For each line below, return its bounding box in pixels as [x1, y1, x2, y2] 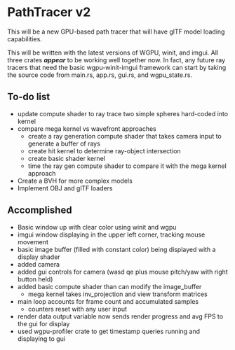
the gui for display [17, 319, 70, 328]
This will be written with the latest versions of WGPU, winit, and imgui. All [7, 48, 219, 57]
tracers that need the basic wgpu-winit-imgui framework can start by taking [7, 63, 227, 71]
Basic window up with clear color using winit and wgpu [17, 223, 177, 231]
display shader [17, 253, 61, 261]
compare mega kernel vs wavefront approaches [17, 124, 156, 133]
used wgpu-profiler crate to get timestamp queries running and [17, 327, 201, 335]
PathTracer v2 [7, 4, 91, 20]
